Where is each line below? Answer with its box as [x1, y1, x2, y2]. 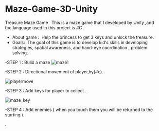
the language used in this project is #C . [5, 24, 85, 30]
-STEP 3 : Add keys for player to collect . [5, 87, 87, 93]
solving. [12, 50, 28, 56]
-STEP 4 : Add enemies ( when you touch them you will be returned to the [5, 107, 153, 112]
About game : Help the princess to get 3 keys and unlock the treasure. [12, 34, 154, 40]
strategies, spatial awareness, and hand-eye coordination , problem [12, 44, 148, 50]
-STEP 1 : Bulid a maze [5, 59, 50, 65]
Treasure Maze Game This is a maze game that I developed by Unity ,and [5, 20, 154, 25]
